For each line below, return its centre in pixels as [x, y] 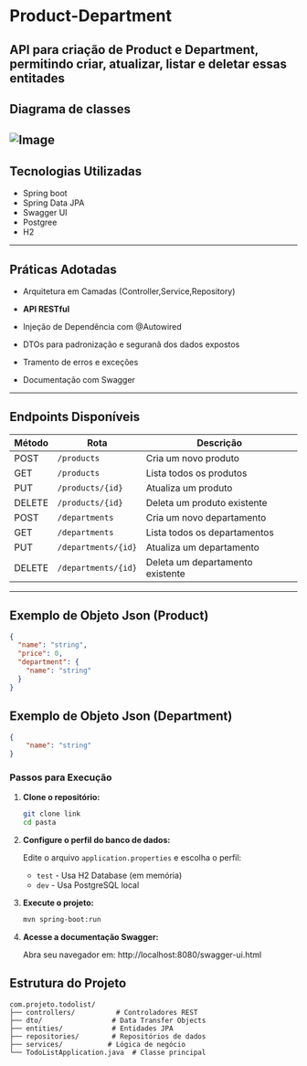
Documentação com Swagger [79, 379]
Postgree [40, 222]
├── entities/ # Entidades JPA [91, 1029]
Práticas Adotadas [63, 269]
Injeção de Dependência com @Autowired [102, 326]
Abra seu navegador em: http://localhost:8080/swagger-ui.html [142, 955]
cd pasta [39, 823]
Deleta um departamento [199, 562]
